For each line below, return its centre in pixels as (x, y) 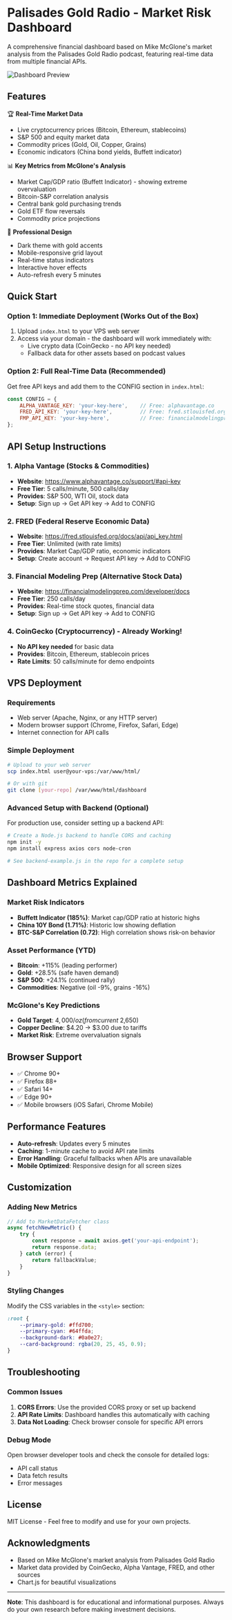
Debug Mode (29, 1440)
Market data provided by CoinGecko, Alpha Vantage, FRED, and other (116, 1567)
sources (29, 1574)
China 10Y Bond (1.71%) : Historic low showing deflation (96, 925)
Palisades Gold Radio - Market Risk (109, 13)
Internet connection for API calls (63, 733)
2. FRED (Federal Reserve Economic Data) (78, 521)
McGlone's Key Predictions (54, 1005)
